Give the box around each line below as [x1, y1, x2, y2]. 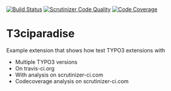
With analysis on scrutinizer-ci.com [15, 71, 104, 78]
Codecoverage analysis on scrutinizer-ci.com [15, 77, 129, 84]
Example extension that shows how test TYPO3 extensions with [6, 46, 166, 54]
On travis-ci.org [15, 64, 55, 72]
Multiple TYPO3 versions [15, 58, 78, 66]
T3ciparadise [6, 27, 75, 40]
